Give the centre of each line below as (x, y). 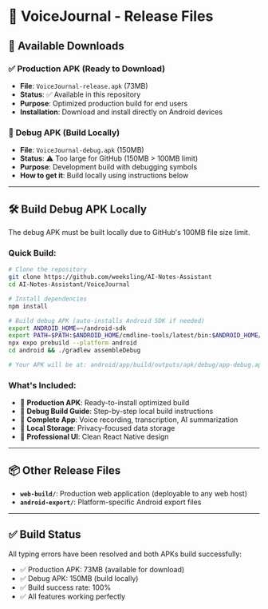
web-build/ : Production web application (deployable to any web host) (134, 494)
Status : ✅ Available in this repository (80, 94)
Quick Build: (32, 253)
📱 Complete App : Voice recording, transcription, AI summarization (129, 420)
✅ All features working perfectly (73, 596)
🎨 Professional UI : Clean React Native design (94, 437)
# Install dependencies (48, 299)
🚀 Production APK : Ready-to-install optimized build (104, 403)
